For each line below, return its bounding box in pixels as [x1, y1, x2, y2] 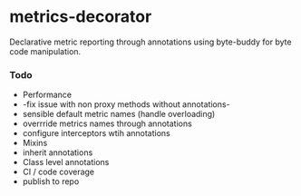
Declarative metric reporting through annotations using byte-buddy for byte [9, 36, 292, 47]
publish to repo [22, 176, 80, 187]
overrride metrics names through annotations [22, 118, 192, 129]
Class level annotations [22, 157, 110, 168]
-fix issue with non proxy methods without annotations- [22, 99, 230, 110]
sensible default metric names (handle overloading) [22, 109, 216, 120]
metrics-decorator [9, 6, 152, 27]
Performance [22, 89, 73, 101]
